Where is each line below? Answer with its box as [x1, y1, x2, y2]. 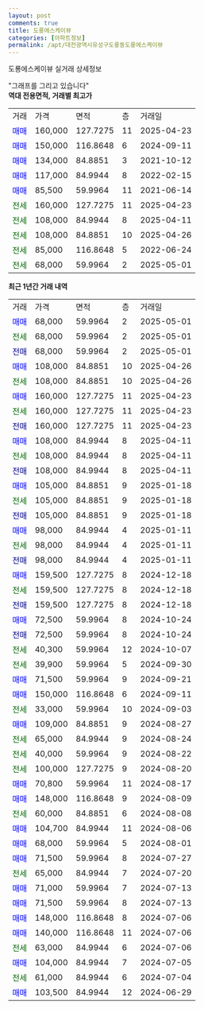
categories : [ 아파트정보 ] [8, 33, 86, 42]
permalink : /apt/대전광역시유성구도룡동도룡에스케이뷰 [8, 41, 164, 49]
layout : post [8, 11, 52, 20]
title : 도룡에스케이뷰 [8, 26, 71, 34]
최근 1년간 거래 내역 [8, 281, 68, 291]
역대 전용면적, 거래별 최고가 [8, 91, 93, 100]
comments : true [8, 19, 59, 27]
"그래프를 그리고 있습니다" [8, 81, 90, 91]
